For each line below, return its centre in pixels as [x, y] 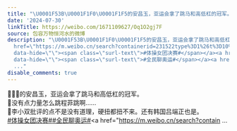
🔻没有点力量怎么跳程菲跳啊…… [52, 102]
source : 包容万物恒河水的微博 [47, 33]
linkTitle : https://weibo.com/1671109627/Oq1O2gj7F [85, 27]
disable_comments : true [42, 73]
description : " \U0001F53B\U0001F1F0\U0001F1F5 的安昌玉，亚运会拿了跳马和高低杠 [119, 40]
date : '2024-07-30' [36, 20]
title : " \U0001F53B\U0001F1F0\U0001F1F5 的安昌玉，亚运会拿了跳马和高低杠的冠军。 [120, 14]
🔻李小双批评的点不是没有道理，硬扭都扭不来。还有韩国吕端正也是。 [105, 111]
